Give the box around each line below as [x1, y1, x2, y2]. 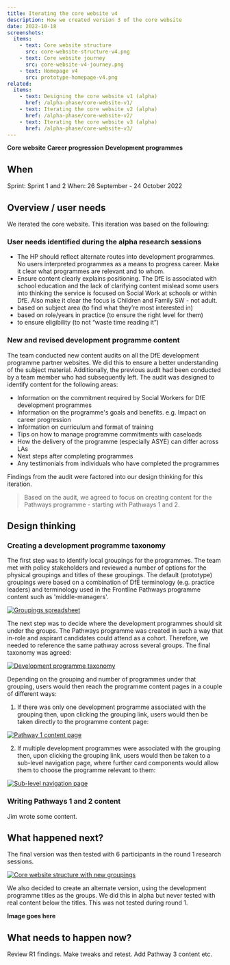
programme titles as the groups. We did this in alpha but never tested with [7, 892, 216, 900]
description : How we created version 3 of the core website [7, 16, 183, 23]
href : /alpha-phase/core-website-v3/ [25, 125, 133, 132]
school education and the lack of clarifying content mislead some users [16, 282, 219, 290]
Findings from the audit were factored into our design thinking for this [7, 472, 203, 480]
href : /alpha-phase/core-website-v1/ [25, 100, 133, 106]
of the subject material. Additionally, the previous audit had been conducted [7, 365, 221, 374]
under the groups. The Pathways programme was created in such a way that [7, 627, 223, 635]
